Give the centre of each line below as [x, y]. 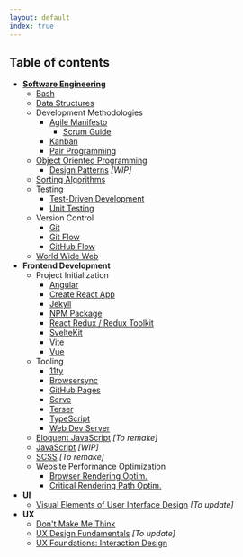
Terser [61, 409]
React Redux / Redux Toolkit [102, 323]
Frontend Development [66, 265]
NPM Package [76, 314]
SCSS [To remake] [70, 457]
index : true [31, 26]
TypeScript [70, 418]
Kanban [63, 141]
